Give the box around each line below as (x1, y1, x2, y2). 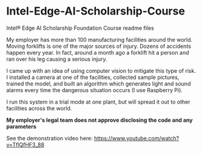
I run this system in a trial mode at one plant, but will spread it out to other (6, 98, 190, 105)
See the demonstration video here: (6, 135, 93, 142)
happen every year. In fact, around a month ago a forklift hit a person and (6, 49, 189, 56)
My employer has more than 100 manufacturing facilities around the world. (6, 36, 193, 43)
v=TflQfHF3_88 (6, 141, 44, 148)
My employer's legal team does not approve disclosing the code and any (6, 116, 193, 124)
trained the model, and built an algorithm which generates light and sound (6, 80, 191, 87)
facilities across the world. (6, 104, 72, 112)
